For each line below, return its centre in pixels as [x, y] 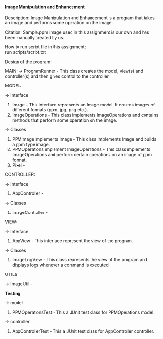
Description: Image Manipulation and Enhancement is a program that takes [80, 18]
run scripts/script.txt [26, 52]
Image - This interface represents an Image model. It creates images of [83, 105]
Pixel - [18, 165]
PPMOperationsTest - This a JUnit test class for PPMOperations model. [83, 312]
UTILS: [12, 275]
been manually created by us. [35, 38]
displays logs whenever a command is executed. [61, 265]
